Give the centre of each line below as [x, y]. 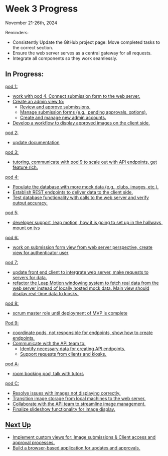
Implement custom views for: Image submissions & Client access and [84, 437]
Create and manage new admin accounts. [63, 117]
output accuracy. [30, 203]
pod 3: [12, 152]
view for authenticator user [40, 252]
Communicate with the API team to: [49, 343]
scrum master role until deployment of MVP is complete [70, 313]
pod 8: [12, 303]
